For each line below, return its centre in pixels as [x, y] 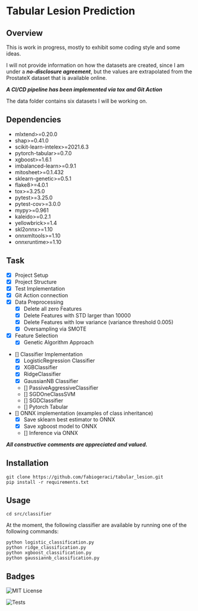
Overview [25, 33]
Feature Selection [36, 336]
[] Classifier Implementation [49, 354]
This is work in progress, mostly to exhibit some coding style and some [93, 47]
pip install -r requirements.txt [48, 482]
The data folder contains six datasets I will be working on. [77, 101]
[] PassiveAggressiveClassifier [61, 388]
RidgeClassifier [42, 374]
